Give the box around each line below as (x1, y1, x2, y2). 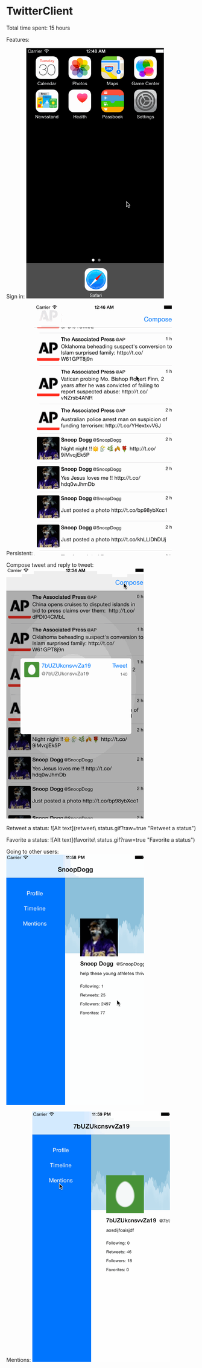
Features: (6, 36, 30, 43)
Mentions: (6, 1356, 31, 1363)
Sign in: (6, 292, 25, 300)
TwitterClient (6, 4, 74, 18)
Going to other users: (6, 848, 59, 855)
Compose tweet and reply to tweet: (6, 561, 94, 569)
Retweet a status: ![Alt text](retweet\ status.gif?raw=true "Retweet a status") (6, 824, 197, 831)
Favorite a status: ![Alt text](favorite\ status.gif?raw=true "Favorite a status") (6, 836, 195, 844)
